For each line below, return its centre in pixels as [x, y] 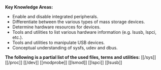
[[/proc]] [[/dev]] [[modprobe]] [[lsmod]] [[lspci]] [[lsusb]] [64, 62]
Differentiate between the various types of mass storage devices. [79, 22]
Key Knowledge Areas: [29, 7]
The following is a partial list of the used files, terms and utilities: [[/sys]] [80, 57]
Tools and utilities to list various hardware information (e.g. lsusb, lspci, [84, 32]
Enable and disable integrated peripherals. [55, 16]
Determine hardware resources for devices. [56, 27]
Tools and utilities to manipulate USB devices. [58, 43]
